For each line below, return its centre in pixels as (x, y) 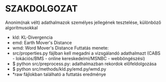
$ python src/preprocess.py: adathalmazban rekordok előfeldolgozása (84, 64)
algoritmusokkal (22, 27)
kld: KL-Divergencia (33, 37)
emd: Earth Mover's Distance (42, 42)
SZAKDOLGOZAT (41, 9)
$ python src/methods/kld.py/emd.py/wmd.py (59, 69)
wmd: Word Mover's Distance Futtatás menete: (60, 48)
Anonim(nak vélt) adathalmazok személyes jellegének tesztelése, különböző (83, 22)
